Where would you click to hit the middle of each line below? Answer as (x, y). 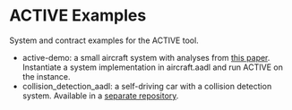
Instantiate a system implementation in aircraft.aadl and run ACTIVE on (153, 67)
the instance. (46, 76)
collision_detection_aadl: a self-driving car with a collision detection (147, 86)
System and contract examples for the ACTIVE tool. (104, 40)
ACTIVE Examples (78, 16)
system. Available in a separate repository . (100, 96)
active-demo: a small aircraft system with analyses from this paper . (146, 57)
